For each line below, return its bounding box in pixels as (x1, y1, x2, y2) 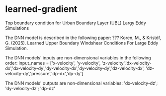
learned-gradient (5, 3, 78, 15)
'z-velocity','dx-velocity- (101, 60, 152, 66)
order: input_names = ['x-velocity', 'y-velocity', (5, 60, 101, 66)
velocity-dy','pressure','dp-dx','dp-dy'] (5, 70, 83, 76)
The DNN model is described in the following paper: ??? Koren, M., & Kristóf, (5, 35, 162, 41)
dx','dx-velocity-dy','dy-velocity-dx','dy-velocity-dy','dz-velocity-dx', (5, 65, 145, 71)
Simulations (5, 25, 29, 31)
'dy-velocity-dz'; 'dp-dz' (5, 85, 56, 91)
